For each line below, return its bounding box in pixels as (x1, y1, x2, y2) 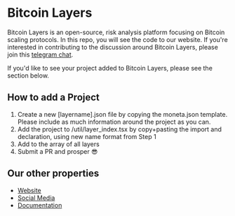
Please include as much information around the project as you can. (17, 117, 211, 126)
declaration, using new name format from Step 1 (17, 132, 156, 141)
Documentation (17, 201, 62, 209)
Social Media (17, 194, 55, 202)
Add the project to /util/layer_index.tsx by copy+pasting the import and (17, 124, 222, 134)
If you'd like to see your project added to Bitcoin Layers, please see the (7, 64, 213, 72)
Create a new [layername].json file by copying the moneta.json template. (17, 110, 228, 118)
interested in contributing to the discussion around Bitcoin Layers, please (7, 43, 219, 51)
